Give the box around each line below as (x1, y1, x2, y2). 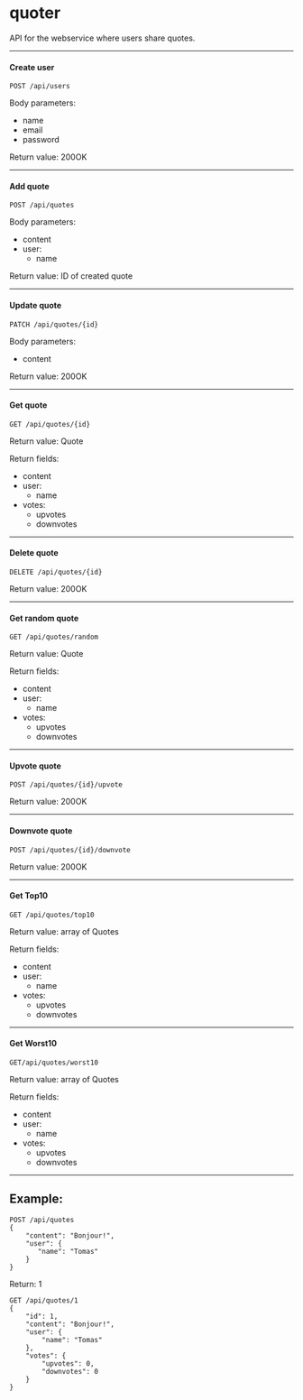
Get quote (9, 400, 48, 410)
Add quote (9, 180, 50, 191)
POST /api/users (9, 82, 70, 91)
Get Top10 (9, 890, 48, 901)
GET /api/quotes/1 (9, 1295, 78, 1305)
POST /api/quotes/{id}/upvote (9, 780, 124, 789)
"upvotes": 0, (41, 1359, 95, 1368)
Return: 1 (9, 1278, 42, 1289)
